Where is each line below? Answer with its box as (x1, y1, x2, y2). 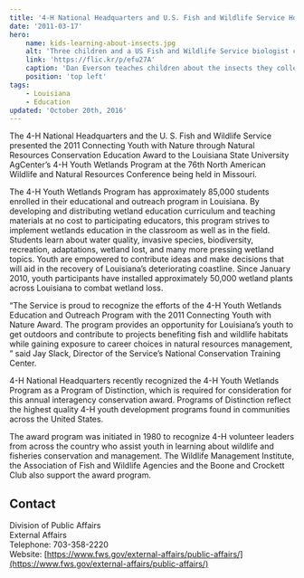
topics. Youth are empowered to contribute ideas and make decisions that (9, 254, 285, 265)
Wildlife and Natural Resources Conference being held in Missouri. (9, 169, 258, 180)
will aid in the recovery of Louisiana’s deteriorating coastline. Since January (9, 263, 291, 274)
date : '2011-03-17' (9, 22, 83, 31)
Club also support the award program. (9, 469, 152, 480)
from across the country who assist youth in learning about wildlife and (9, 441, 274, 452)
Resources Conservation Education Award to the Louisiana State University (9, 150, 290, 161)
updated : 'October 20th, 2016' (9, 106, 128, 115)
